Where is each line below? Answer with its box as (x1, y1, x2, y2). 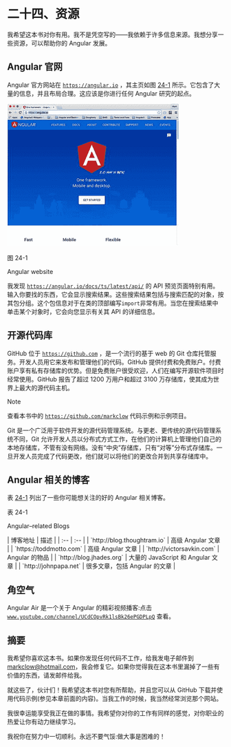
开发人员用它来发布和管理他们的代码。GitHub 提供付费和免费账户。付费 (19, 357, 221, 366)
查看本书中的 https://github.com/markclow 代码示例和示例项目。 (7, 411, 190, 420)
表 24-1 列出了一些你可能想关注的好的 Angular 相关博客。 (7, 494, 170, 502)
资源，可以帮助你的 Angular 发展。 (12, 39, 111, 47)
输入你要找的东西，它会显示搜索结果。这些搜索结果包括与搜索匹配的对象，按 (7, 290, 224, 298)
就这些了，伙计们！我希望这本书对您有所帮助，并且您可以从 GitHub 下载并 (7, 686, 217, 694)
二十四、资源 (7, 6, 80, 22)
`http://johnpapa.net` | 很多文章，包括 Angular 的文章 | (22, 562, 176, 570)
